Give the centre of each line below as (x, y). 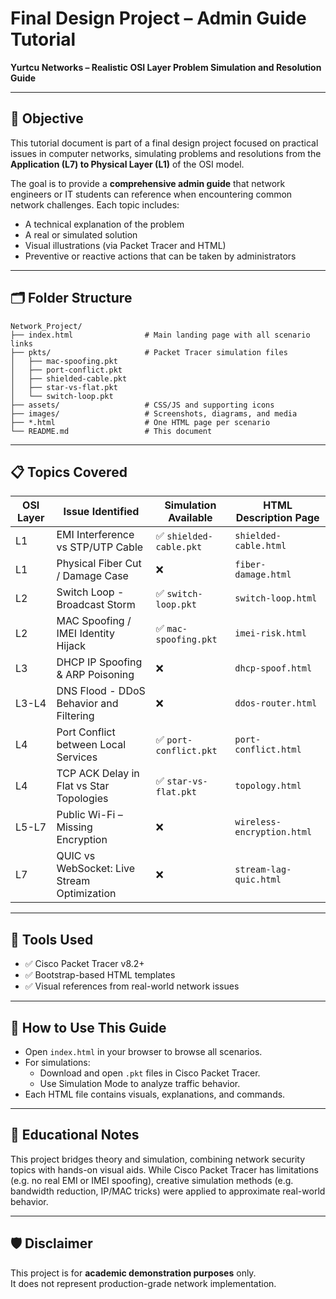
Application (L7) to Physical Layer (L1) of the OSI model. (127, 164)
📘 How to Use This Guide (88, 1027)
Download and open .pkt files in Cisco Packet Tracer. (150, 1073)
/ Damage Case (92, 576)
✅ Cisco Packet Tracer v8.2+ (84, 964)
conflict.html (268, 750)
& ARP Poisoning (95, 675)
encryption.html (273, 832)
